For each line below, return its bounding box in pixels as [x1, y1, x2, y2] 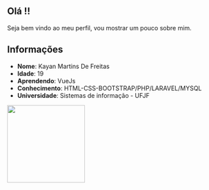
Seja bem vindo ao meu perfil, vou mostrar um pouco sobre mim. [7, 23, 192, 32]
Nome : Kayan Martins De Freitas [17, 62, 110, 70]
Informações [7, 44, 63, 56]
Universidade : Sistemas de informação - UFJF [17, 91, 150, 99]
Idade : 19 [17, 69, 44, 78]
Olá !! [7, 6, 31, 17]
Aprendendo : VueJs [17, 76, 76, 85]
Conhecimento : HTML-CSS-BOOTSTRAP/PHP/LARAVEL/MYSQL [17, 84, 202, 92]
